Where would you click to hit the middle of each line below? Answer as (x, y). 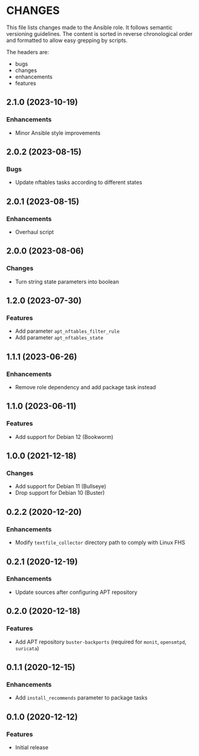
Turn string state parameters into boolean (67, 281)
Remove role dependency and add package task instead (86, 387)
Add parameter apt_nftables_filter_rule (67, 331)
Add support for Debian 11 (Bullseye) (61, 486)
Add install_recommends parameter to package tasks (81, 698)
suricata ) (27, 648)
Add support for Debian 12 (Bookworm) (64, 437)
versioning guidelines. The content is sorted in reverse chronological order (99, 33)
